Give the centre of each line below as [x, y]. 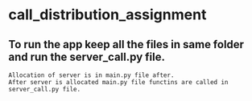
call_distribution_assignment [107, 15]
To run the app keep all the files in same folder [126, 44]
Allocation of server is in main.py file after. [91, 75]
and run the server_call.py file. [87, 57]
